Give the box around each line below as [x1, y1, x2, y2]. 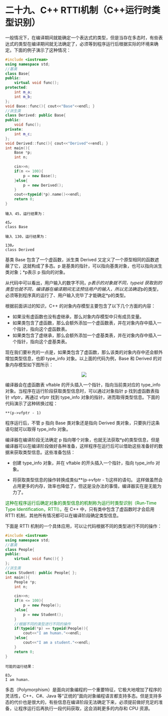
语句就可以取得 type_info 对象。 [5, 426, 71, 432]
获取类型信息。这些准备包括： [13, 449, 75, 455]
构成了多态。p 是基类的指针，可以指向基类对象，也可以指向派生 [31, 263, 162, 269]
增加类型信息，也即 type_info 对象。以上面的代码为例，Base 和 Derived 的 [5, 355, 157, 361]
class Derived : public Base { [5, 113, 66, 118]
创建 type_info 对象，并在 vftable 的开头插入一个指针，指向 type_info [12, 460, 155, 466]
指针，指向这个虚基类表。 [16, 338, 70, 344]
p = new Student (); [23, 612, 64, 617]
